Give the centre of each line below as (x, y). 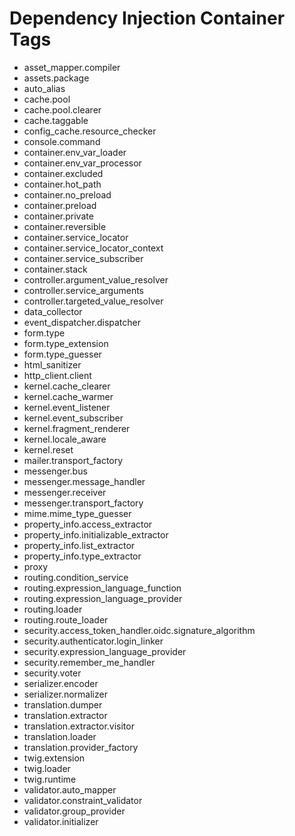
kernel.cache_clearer (67, 386)
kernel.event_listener (67, 407)
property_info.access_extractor (88, 524)
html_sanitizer (52, 364)
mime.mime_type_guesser (77, 513)
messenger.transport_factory (83, 503)
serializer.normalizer (65, 694)
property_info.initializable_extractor (96, 534)
